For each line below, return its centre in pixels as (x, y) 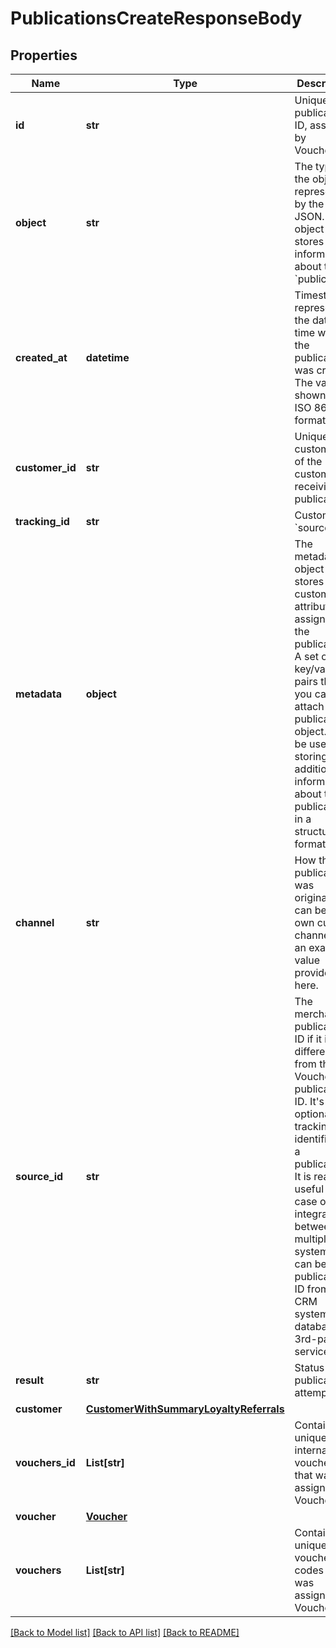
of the (308, 461)
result (30, 1380)
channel (35, 922)
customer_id (46, 467)
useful (309, 1189)
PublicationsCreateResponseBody (156, 18)
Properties (44, 55)
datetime (107, 357)
